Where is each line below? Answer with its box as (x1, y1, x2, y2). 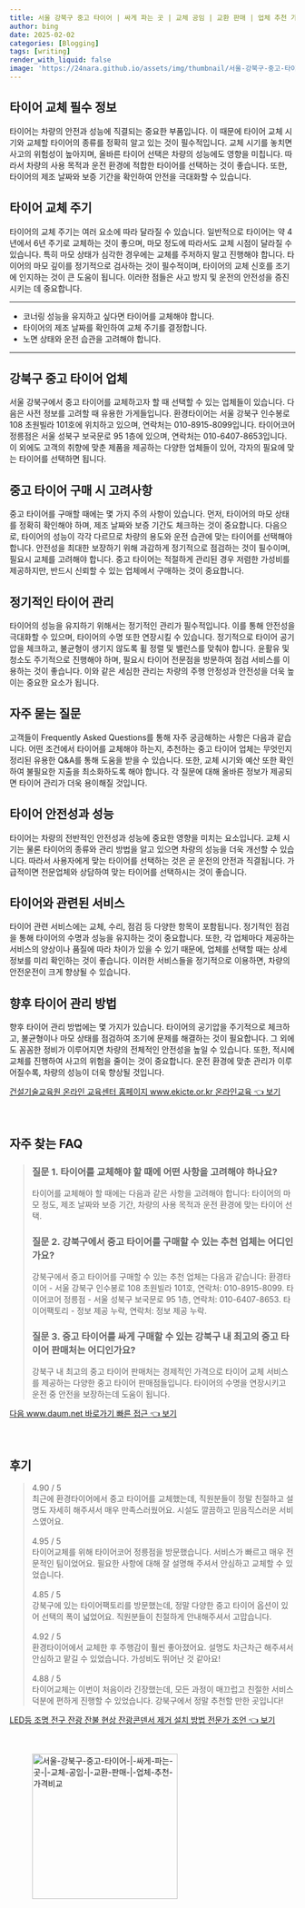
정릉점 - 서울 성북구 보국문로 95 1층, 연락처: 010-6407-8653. (63, 1294, 281, 1305)
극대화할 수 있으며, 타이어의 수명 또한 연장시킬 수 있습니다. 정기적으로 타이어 (9, 631, 279, 642)
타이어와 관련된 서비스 (9, 895, 125, 911)
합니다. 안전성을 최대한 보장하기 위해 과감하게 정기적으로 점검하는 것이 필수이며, (9, 542, 290, 554)
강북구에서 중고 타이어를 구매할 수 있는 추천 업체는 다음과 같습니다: (31, 1271, 267, 1282)
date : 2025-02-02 (9, 30, 75, 39)
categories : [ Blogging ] (9, 38, 100, 48)
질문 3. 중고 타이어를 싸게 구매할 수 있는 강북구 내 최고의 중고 (31, 1330, 279, 1343)
